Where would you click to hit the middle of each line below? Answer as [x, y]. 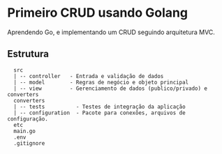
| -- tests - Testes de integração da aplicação [100, 107]
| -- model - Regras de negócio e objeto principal [101, 82]
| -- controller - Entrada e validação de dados [89, 76]
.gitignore [29, 143]
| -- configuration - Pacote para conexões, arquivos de [100, 113]
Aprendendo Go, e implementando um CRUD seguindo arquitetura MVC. [111, 32]
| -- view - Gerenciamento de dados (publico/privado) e [111, 88]
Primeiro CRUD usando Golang [98, 13]
